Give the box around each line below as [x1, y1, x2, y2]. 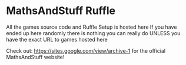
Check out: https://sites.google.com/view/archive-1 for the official [6, 47, 166, 54]
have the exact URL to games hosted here [6, 36, 108, 43]
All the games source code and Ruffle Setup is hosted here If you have [6, 23, 177, 30]
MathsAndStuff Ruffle [6, 4, 116, 18]
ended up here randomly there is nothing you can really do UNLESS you [6, 29, 181, 36]
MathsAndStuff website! [6, 53, 65, 60]
